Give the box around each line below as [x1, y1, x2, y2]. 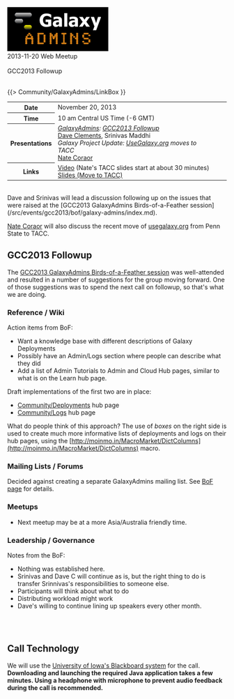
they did [17, 359, 41, 368]
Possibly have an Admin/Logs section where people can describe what [17, 352, 221, 360]
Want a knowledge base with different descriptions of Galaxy [17, 337, 193, 346]
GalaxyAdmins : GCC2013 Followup [58, 124, 160, 132]
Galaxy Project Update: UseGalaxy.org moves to [58, 139, 197, 147]
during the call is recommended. [7, 683, 103, 692]
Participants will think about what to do [17, 587, 130, 595]
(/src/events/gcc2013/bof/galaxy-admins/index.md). [7, 208, 158, 217]
